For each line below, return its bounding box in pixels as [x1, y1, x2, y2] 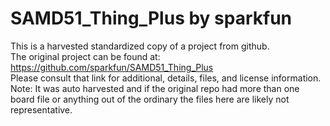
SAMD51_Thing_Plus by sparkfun [10, 7, 293, 30]
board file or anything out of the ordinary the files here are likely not [10, 93, 290, 105]
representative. [10, 103, 73, 116]
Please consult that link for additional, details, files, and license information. [10, 72, 322, 84]
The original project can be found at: [10, 50, 161, 62]
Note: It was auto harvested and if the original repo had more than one [10, 82, 300, 94]
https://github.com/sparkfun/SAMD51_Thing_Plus [10, 61, 214, 73]
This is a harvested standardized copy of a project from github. [10, 40, 270, 52]
